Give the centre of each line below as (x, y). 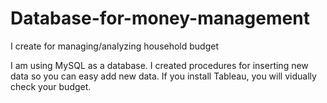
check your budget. (51, 86)
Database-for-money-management (160, 18)
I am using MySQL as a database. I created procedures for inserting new (159, 65)
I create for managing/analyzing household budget (115, 46)
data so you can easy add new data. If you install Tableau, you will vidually (163, 76)
